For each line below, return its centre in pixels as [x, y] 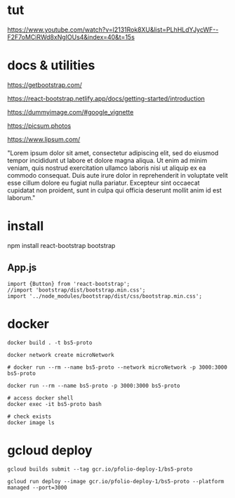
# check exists [29, 417]
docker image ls [31, 422]
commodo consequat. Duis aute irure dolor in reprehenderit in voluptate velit [117, 175]
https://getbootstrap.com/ [45, 85]
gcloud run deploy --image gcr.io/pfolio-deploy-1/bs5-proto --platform [116, 481]
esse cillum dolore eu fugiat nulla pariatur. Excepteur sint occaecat [103, 183]
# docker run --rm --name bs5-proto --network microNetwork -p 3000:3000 [117, 367]
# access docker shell [40, 398]
